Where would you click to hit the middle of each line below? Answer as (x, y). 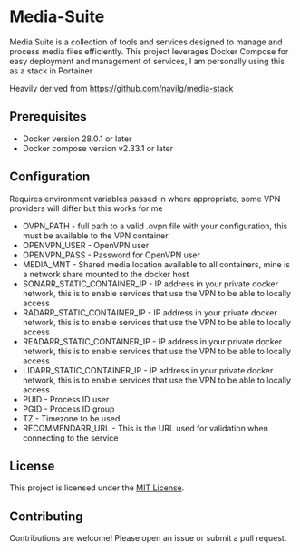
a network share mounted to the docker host (106, 274)
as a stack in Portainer (51, 71)
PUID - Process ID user (66, 399)
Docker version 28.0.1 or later (77, 139)
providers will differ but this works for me (86, 208)
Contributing (46, 516)
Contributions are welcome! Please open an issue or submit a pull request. (148, 538)
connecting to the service (70, 438)
